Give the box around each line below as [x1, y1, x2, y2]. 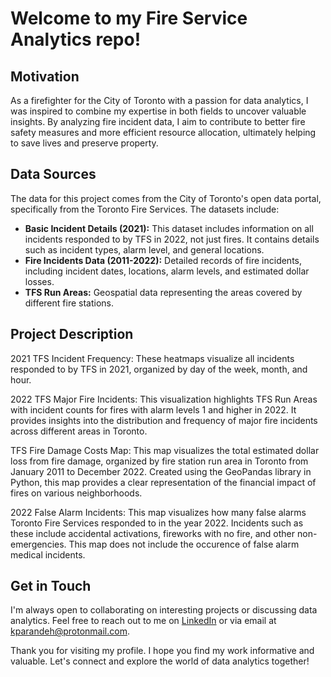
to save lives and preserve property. [10, 137, 159, 149]
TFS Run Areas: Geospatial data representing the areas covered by [24, 286, 303, 298]
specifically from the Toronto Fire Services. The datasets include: [10, 203, 280, 215]
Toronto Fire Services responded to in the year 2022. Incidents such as [10, 517, 304, 529]
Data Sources [10, 166, 97, 183]
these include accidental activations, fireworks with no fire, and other [10, 527, 296, 539]
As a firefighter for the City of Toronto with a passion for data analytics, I [10, 95, 309, 106]
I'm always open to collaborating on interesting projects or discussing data [10, 604, 318, 616]
